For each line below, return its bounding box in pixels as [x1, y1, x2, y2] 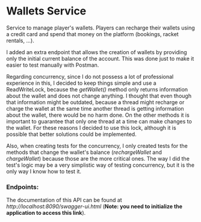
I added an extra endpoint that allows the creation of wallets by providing [6, 48, 188, 55]
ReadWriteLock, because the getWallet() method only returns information [6, 85, 188, 93]
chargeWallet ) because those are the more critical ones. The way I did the [6, 155, 190, 162]
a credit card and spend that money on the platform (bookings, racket [6, 30, 179, 37]
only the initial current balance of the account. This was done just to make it [6, 55, 194, 62]
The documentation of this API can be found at [6, 197, 122, 204]
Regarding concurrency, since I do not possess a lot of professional [6, 73, 174, 80]
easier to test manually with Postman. [6, 61, 99, 69]
